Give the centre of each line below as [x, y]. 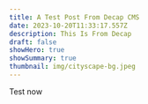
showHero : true [37, 50]
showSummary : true [43, 58]
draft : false [33, 42]
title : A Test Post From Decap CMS [74, 17]
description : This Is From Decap [70, 33]
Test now [26, 91]
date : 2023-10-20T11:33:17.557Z [68, 26]
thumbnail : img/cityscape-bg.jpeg [73, 67]
